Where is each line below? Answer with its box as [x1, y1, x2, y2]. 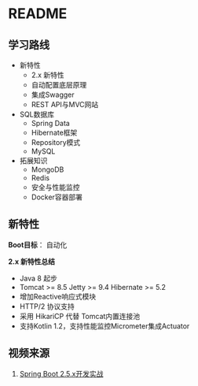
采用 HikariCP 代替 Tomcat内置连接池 [19, 311, 141, 321]
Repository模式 [31, 138, 81, 147]
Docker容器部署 [31, 192, 82, 202]
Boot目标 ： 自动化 [8, 239, 68, 249]
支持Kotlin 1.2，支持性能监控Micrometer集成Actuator [19, 321, 190, 331]
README [8, 5, 68, 23]
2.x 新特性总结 [8, 257, 55, 266]
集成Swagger [31, 90, 75, 99]
